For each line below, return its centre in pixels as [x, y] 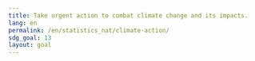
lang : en [23, 23]
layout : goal [30, 45]
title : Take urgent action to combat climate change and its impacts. [128, 15]
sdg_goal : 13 [30, 38]
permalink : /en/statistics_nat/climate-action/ [89, 30]
